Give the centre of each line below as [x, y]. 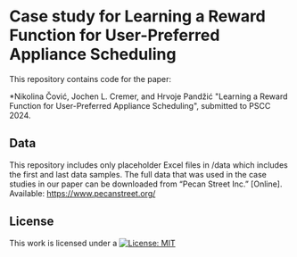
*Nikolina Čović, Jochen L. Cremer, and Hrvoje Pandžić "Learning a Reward [148, 96]
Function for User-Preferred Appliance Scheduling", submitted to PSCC [140, 105]
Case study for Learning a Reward [137, 17]
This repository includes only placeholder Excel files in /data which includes [148, 165]
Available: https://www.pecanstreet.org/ [82, 193]
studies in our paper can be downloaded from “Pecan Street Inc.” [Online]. [146, 184]
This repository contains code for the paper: [91, 79]
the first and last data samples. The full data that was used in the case [138, 174]
